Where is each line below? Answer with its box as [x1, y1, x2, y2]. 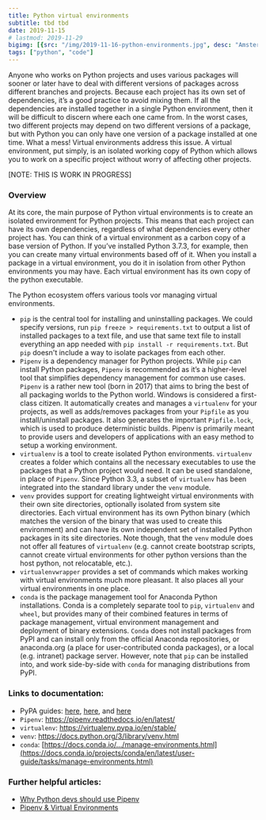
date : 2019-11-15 [8, 26, 66, 34]
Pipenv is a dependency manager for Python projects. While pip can [19, 356, 241, 366]
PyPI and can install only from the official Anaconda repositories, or [19, 634, 240, 644]
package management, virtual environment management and [19, 618, 219, 627]
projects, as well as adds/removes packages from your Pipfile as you [19, 407, 249, 416]
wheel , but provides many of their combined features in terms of [19, 609, 228, 619]
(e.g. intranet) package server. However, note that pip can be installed [19, 651, 249, 661]
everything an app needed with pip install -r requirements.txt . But [19, 339, 249, 349]
